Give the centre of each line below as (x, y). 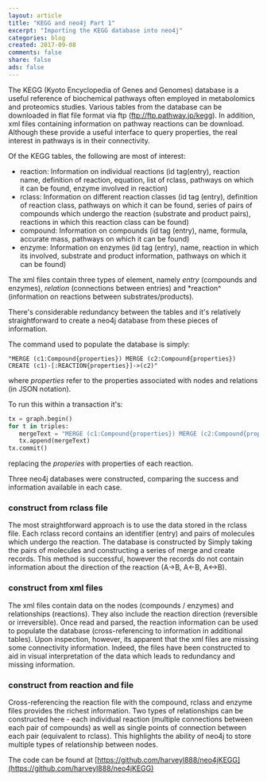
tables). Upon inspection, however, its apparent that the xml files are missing (133, 639)
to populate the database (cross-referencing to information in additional (126, 630)
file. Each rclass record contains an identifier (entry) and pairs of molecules (132, 534)
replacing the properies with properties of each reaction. (101, 464)
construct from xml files (56, 588)
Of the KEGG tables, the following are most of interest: (97, 156)
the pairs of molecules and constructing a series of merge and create (122, 551)
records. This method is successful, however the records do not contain (126, 559)
